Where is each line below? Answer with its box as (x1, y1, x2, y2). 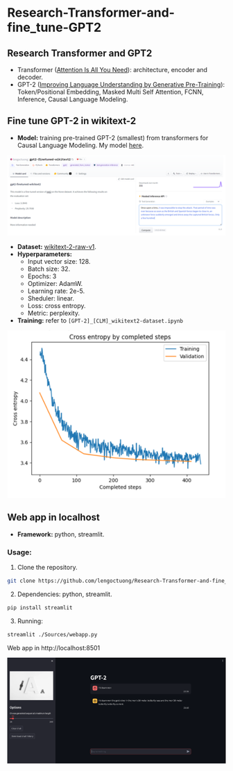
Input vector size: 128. (27, 257, 91, 265)
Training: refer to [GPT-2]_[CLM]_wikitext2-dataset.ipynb (17, 316, 184, 324)
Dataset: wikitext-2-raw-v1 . (17, 242, 97, 251)
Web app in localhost (7, 511, 101, 523)
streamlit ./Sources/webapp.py (7, 631, 98, 638)
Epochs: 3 (27, 272, 57, 280)
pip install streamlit (7, 604, 73, 611)
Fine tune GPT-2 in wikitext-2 (7, 115, 137, 127)
